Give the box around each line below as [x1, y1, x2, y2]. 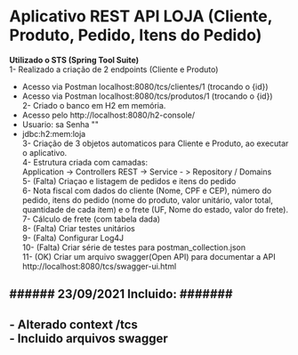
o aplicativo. [21, 147, 68, 157]
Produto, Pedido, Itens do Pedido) [9, 25, 262, 45]
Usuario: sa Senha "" [21, 118, 100, 130]
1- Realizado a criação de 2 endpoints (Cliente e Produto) [9, 64, 219, 75]
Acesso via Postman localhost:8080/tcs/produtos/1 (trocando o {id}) [21, 91, 273, 101]
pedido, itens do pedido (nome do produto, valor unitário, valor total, [21, 194, 273, 206]
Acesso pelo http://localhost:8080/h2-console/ [21, 109, 196, 120]
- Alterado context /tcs [9, 317, 138, 332]
